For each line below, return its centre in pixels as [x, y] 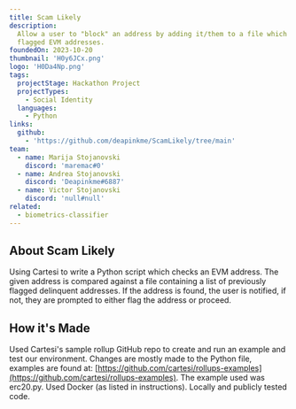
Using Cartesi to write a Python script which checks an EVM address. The [144, 272]
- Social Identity [59, 100]
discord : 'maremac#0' [65, 166]
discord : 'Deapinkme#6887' [75, 182]
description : [33, 26]
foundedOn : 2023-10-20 [51, 50]
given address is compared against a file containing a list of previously [138, 282]
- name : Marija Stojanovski [69, 157]
